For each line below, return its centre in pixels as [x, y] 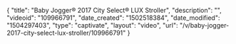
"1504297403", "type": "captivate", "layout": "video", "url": [93, 25]
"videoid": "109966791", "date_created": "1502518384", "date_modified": [113, 18]
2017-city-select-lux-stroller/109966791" [66, 33]
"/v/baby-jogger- [204, 25]
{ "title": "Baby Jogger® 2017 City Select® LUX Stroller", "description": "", [114, 10]
